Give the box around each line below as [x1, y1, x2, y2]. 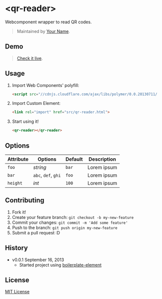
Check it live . [16, 55, 43, 61]
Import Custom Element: [12, 100, 61, 106]
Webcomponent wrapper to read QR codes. [5, 19, 92, 25]
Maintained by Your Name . [16, 28, 70, 34]
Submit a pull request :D [12, 230, 60, 235]
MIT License [5, 289, 30, 295]
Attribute [7, 156, 29, 163]
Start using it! [12, 118, 39, 124]
